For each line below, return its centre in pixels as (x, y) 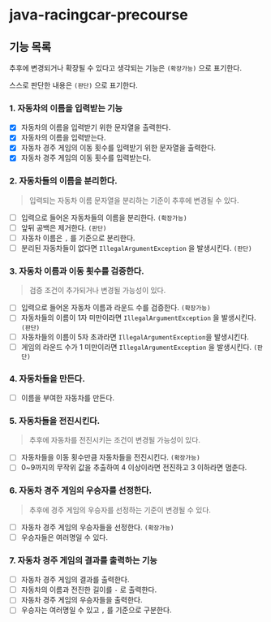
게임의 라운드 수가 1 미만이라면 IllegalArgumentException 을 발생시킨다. (136, 347)
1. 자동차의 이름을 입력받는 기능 (66, 108)
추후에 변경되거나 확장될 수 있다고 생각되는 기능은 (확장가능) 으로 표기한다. (126, 68)
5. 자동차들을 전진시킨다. (55, 421)
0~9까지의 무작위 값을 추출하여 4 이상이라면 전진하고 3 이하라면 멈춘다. (134, 468)
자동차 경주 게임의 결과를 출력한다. (75, 580)
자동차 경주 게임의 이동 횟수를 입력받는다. (86, 158)
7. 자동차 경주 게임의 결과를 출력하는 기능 (83, 560)
